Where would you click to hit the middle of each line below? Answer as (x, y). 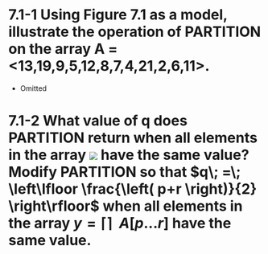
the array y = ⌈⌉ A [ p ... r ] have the (120, 223)
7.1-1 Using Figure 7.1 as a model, (118, 15)
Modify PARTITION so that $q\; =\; (125, 172)
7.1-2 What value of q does (98, 121)
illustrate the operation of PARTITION (135, 32)
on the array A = (63, 49)
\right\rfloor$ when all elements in (126, 206)
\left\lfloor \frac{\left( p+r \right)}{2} (133, 189)
